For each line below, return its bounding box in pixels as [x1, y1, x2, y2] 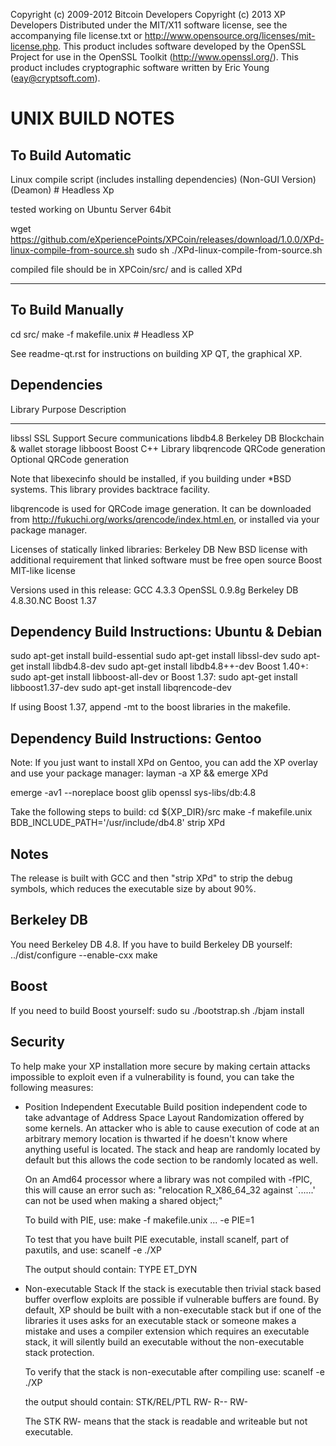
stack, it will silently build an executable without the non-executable [24, 1335, 305, 1348]
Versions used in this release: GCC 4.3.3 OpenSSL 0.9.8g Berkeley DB [10, 584, 299, 596]
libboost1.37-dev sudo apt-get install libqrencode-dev [10, 682, 232, 694]
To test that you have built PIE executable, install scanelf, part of [24, 1233, 290, 1245]
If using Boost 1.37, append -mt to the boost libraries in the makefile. [10, 701, 292, 713]
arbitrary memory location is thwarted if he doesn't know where [24, 1132, 288, 1144]
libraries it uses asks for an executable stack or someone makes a [24, 1314, 297, 1326]
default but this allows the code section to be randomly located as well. [24, 1154, 319, 1166]
